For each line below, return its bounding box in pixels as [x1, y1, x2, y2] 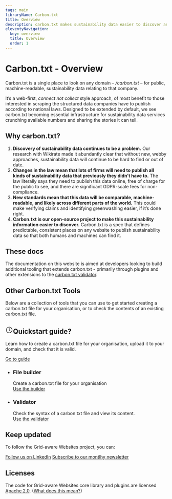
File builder [12, 368, 41, 376]
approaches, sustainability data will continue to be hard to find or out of [12, 156, 164, 162]
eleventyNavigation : [5, 27, 50, 32]
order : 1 [10, 41, 29, 46]
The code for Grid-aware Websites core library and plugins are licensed [5, 482, 157, 489]
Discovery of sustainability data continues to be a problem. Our [12, 145, 150, 151]
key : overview [10, 31, 40, 36]
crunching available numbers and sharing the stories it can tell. [5, 117, 138, 123]
